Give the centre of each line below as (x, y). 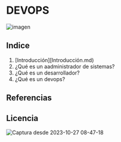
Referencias (29, 98)
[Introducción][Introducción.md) (54, 60)
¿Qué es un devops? (40, 79)
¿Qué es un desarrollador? (47, 73)
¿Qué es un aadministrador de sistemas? (65, 66)
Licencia (22, 118)
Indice (18, 46)
